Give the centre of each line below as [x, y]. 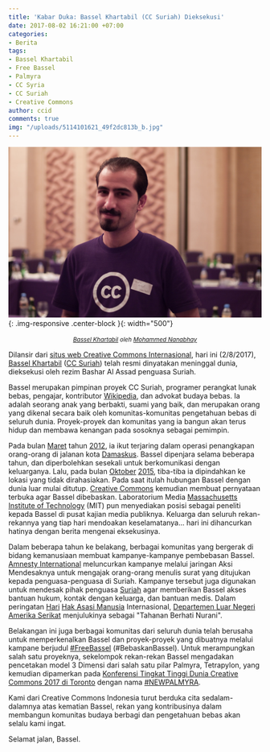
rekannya [24, 523]
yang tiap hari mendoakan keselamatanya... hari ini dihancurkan [146, 523]
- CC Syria [27, 85]
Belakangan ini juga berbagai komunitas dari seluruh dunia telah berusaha [131, 631]
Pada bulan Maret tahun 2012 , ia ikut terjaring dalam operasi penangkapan [131, 446]
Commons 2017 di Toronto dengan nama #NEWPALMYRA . [104, 682]
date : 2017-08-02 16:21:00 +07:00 [66, 25]
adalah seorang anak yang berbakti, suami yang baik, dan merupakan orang [134, 405]
